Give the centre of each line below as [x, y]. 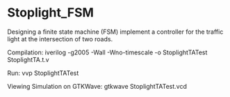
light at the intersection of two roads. [60, 39]
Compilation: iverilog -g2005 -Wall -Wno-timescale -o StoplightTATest [107, 52]
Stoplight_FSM [50, 13]
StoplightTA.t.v [28, 59]
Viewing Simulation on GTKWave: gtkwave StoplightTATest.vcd [97, 86]
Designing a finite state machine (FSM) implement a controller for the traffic [115, 32]
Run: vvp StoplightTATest [43, 73]
